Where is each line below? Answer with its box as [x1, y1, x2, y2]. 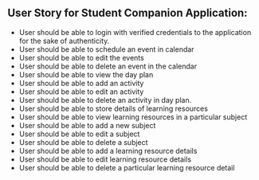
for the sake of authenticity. [18, 36, 110, 45]
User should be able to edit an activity [18, 87, 144, 96]
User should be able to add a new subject [18, 120, 156, 130]
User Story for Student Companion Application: [7, 6, 248, 20]
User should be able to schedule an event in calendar [18, 44, 194, 54]
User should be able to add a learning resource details [18, 146, 198, 155]
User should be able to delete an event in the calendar [18, 61, 198, 71]
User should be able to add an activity [18, 78, 144, 88]
